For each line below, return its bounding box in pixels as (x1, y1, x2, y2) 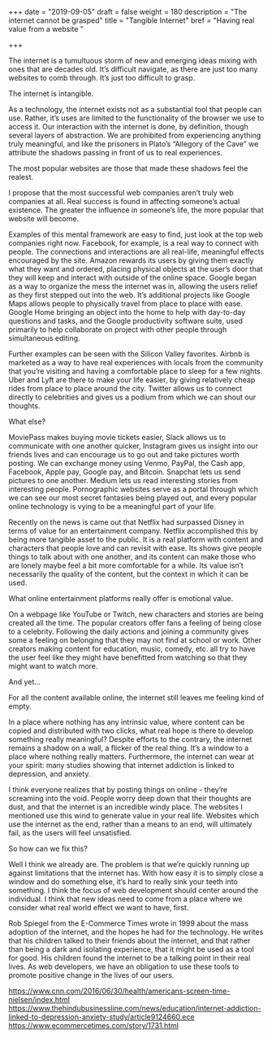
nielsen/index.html (8, 995, 71, 1004)
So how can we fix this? (8, 844, 88, 853)
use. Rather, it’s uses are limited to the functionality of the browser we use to (8, 113, 265, 123)
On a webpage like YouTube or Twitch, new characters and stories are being (8, 609, 264, 619)
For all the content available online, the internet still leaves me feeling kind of (8, 693, 265, 702)
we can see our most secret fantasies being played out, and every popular (8, 493, 257, 503)
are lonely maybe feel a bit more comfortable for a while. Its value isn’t (8, 560, 244, 570)
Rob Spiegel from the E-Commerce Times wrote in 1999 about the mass (8, 918, 249, 928)
